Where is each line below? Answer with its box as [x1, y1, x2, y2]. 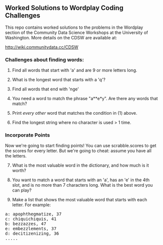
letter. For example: [12, 202, 51, 208]
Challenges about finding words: [5, 56, 84, 63]
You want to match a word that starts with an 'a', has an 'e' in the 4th [12, 177, 150, 183]
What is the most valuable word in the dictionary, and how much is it [12, 162, 149, 168]
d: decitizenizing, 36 [5, 231, 59, 236]
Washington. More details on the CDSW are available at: [5, 35, 117, 40]
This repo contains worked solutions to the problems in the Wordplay [5, 24, 144, 30]
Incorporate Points [5, 132, 50, 139]
